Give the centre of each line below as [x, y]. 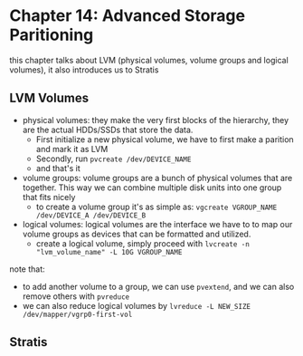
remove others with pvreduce [76, 296]
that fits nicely [49, 197]
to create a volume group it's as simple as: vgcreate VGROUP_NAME [156, 207]
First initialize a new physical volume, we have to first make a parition [165, 139]
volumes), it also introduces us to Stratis [84, 70]
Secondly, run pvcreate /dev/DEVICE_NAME [114, 159]
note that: [27, 269]
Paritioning [52, 35]
